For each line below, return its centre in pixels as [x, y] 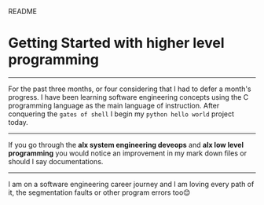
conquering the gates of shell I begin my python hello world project [121, 114]
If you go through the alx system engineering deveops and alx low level [126, 145]
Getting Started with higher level [117, 43]
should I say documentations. [56, 161]
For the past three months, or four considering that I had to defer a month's [130, 89]
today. [18, 122]
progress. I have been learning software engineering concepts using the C [128, 97]
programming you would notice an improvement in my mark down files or [128, 153]
